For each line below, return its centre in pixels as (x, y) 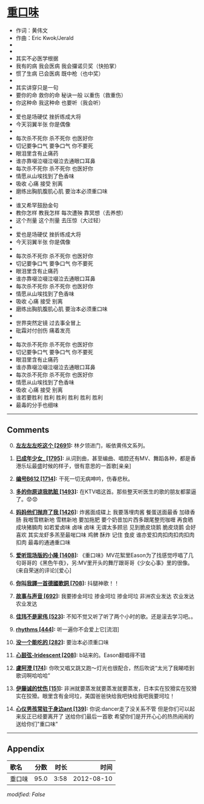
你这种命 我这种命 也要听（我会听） (60, 102)
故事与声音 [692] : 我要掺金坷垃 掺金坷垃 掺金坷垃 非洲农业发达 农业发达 (105, 596)
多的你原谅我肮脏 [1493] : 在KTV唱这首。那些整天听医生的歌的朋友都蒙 (103, 492)
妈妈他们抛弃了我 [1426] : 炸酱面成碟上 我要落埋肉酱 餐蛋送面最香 (97, 512)
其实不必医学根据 (37, 58)
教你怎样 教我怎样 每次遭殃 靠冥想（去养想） (71, 213)
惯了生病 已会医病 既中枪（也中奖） (60, 73)
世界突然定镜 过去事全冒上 (48, 323)
